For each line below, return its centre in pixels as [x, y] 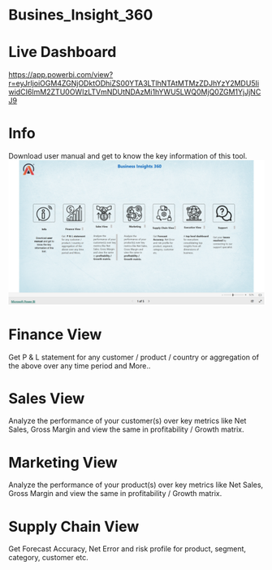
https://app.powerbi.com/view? [61, 75]
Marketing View [63, 462]
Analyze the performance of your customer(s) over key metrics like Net [127, 421]
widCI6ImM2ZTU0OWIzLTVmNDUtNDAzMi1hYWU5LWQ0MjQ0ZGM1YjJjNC [135, 92]
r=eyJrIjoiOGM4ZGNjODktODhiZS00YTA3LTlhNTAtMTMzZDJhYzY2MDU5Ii [134, 84]
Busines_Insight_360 [81, 15]
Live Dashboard [63, 52]
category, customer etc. [49, 558]
